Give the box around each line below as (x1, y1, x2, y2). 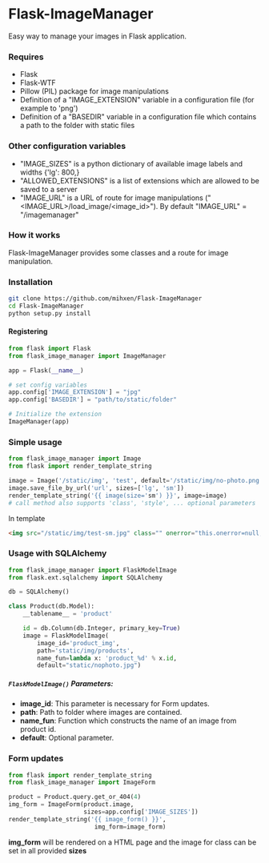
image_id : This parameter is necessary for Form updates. (19, 699, 210, 708)
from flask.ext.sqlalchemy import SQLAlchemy (8, 573, 163, 581)
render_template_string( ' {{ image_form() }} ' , (8, 815, 167, 823)
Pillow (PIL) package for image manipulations (19, 86, 170, 96)
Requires (8, 51, 44, 62)
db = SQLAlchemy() (8, 588, 70, 596)
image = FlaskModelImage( (22, 632, 110, 640)
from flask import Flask (8, 344, 91, 352)
